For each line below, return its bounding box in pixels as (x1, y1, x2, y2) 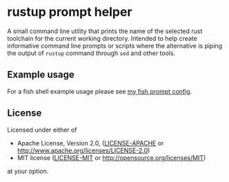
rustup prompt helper (7, 4, 132, 20)
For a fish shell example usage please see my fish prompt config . (7, 87, 192, 95)
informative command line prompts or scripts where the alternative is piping (7, 41, 223, 50)
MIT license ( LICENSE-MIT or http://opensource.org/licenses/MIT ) (17, 153, 206, 162)
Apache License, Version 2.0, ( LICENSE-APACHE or (17, 139, 164, 147)
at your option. (7, 167, 49, 175)
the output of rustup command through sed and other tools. (7, 49, 176, 57)
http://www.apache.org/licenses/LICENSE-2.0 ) (17, 146, 150, 154)
